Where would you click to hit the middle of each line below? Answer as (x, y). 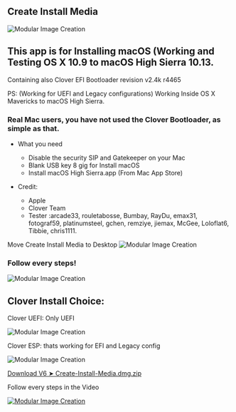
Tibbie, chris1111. (52, 230)
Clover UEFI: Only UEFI (41, 318)
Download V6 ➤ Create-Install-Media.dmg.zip (75, 374)
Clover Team (47, 208)
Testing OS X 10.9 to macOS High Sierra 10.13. (111, 62)
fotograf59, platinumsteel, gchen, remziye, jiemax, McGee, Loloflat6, (129, 223)
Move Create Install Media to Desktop (63, 244)
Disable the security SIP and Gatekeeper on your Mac (107, 158)
